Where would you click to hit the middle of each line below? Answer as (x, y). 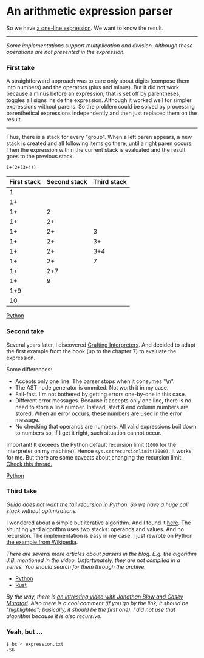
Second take (25, 331)
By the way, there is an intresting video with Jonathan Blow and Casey (95, 597)
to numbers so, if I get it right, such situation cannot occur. (88, 433)
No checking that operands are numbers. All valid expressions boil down (106, 426)
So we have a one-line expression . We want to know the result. (85, 28)
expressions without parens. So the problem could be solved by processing (101, 107)
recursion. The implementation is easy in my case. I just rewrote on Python (100, 535)
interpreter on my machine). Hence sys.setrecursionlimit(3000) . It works (99, 451)
